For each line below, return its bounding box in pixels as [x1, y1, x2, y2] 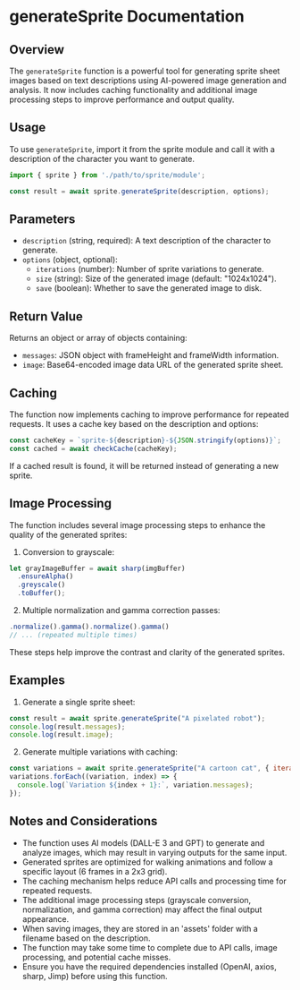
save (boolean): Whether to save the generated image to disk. [35, 283, 262, 294]
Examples [9, 673, 65, 688]
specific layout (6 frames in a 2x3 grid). [21, 866, 168, 876]
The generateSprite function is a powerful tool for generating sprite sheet [9, 65, 280, 76]
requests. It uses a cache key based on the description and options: [9, 419, 259, 429]
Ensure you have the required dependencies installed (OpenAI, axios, [21, 960, 277, 972]
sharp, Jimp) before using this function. [21, 970, 168, 981]
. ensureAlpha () [17, 572, 74, 581]
